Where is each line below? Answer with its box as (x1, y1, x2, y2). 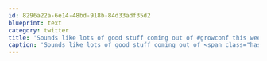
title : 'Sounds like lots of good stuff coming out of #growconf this (8, 33, 247, 42)
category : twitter (8, 26, 69, 34)
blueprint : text (8, 19, 62, 27)
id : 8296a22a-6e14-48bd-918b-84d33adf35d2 (8, 11, 151, 20)
